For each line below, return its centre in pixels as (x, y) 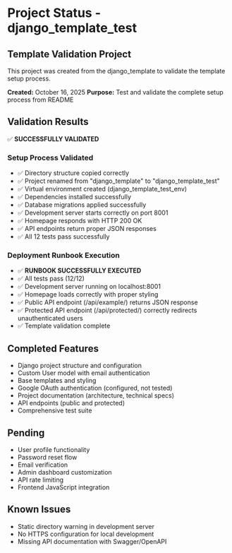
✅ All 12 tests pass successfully (63, 237)
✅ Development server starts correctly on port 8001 (93, 213)
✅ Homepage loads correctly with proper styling (88, 295)
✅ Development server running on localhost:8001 (89, 287)
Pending (26, 433)
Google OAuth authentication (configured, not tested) (95, 388)
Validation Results (48, 122)
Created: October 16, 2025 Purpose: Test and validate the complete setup (115, 92)
